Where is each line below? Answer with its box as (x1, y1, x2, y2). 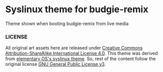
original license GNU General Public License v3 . (5, 61, 106, 67)
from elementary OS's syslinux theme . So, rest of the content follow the (5, 56, 156, 62)
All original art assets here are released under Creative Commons (5, 45, 143, 51)
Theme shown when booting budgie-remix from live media (5, 20, 129, 27)
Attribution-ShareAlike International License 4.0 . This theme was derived (5, 50, 158, 57)
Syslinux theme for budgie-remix (5, 4, 149, 15)
